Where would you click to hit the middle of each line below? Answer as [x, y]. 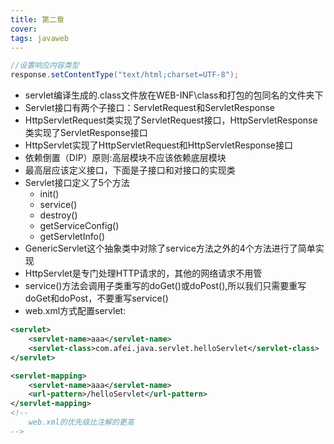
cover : [24, 29]
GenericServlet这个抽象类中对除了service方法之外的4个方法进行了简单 [170, 248]
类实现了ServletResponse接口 [86, 133]
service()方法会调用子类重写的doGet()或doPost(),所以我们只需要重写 [165, 286]
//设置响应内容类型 [45, 66]
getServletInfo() [72, 237]
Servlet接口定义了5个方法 [77, 183]
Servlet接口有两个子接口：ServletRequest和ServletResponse [150, 108]
